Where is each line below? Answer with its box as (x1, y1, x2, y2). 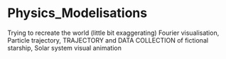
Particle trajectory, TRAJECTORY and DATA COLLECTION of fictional (7, 36, 208, 44)
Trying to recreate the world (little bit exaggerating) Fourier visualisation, (7, 28, 220, 37)
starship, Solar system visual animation (7, 43, 122, 52)
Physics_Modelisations (7, 5, 148, 21)
